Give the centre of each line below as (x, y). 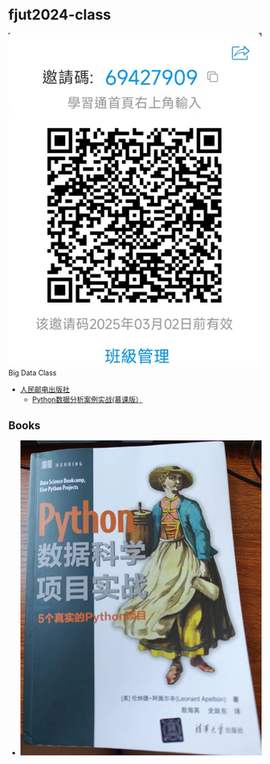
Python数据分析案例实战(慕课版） (87, 399)
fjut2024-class (59, 15)
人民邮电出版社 (45, 390)
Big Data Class (33, 373)
